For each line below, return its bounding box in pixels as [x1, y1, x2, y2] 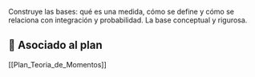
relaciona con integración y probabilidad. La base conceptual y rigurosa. [8, 15, 248, 25]
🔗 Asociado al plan [8, 38, 103, 52]
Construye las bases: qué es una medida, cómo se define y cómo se [8, 7, 235, 16]
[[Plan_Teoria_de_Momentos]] [8, 59, 107, 69]
